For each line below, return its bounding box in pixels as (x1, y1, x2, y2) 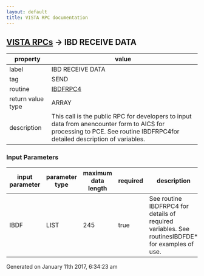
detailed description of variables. (51, 135, 146, 143)
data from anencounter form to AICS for (51, 119, 165, 128)
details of (149, 209, 176, 218)
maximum (83, 169, 112, 177)
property (14, 55, 41, 64)
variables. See (149, 224, 190, 233)
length (87, 184, 107, 192)
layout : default (6, 8, 47, 15)
